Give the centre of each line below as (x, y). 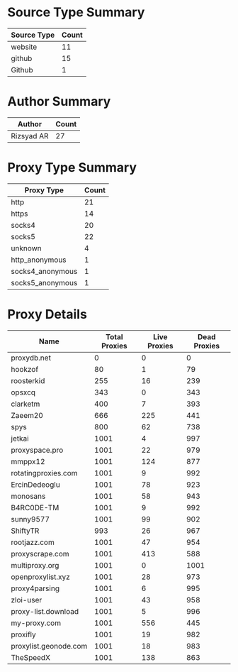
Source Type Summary (76, 12)
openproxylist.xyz (41, 577)
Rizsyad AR (30, 136)
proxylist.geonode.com (49, 646)
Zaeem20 (27, 415)
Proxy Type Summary (72, 168)
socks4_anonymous (44, 271)
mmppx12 (28, 461)
